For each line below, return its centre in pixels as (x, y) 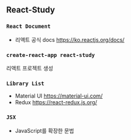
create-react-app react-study (51, 55)
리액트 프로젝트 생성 (30, 68)
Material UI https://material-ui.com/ (59, 96)
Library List (25, 83)
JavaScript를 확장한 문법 (44, 130)
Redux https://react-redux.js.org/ (56, 102)
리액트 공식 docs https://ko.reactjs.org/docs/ (70, 39)
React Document (29, 26)
